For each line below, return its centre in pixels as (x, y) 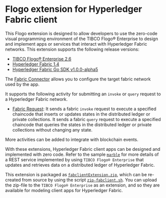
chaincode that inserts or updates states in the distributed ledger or (81, 114)
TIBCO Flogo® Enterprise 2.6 (42, 59)
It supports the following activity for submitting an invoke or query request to (83, 94)
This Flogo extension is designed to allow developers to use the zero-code (81, 33)
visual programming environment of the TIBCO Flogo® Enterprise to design (82, 39)
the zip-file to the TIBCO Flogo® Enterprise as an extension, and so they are (83, 185)
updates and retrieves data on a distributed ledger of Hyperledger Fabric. (80, 165)
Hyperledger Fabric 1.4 (36, 64)
